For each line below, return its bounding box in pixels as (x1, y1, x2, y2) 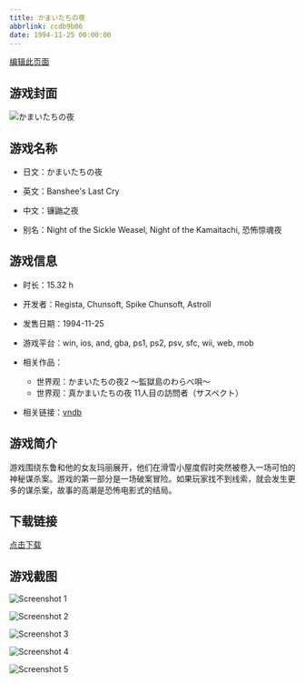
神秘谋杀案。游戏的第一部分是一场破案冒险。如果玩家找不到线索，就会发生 (9, 473, 288, 484)
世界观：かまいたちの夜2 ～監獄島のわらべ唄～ (35, 376, 212, 387)
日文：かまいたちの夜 (22, 166, 103, 177)
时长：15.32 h (22, 279, 74, 290)
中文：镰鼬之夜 (22, 206, 79, 216)
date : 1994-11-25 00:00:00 (9, 30, 112, 39)
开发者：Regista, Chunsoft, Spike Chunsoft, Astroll (22, 298, 212, 309)
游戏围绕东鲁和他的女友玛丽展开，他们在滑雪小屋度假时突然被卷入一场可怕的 (9, 461, 296, 473)
